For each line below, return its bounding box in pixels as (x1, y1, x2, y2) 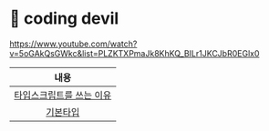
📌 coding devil (9, 8, 119, 29)
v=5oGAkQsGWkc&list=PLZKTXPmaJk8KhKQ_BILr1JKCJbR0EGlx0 (9, 47, 260, 58)
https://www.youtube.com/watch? (9, 38, 138, 49)
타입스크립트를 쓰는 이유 (14, 88, 112, 101)
